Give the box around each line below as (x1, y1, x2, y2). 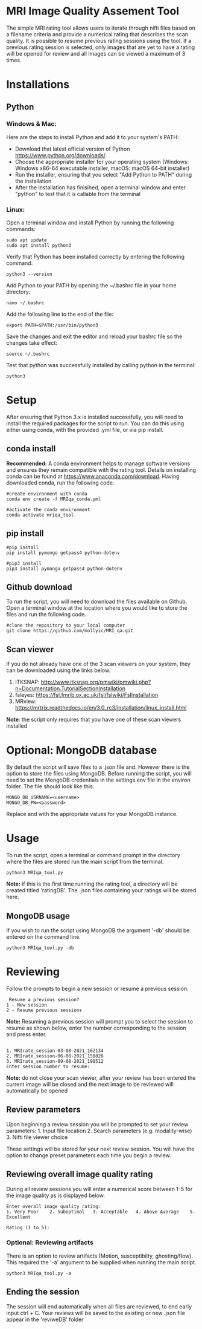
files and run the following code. (6, 611, 86, 618)
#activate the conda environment (6, 506, 90, 512)
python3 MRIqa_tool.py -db (6, 945, 74, 951)
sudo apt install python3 (6, 243, 71, 249)
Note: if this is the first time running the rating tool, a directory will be (6, 880, 178, 887)
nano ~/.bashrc (6, 300, 45, 306)
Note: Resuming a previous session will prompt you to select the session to (6, 1017, 193, 1025)
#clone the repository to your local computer (6, 622, 125, 629)
